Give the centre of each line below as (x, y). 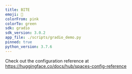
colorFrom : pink (22, 19)
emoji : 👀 (14, 14)
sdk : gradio (17, 28)
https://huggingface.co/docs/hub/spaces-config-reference (66, 66)
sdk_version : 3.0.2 (25, 33)
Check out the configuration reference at (47, 61)
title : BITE (17, 10)
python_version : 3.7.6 (29, 47)
